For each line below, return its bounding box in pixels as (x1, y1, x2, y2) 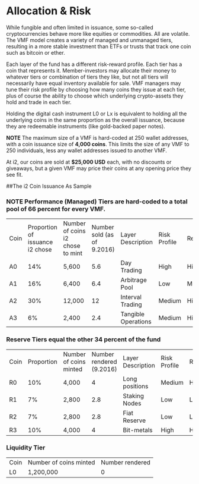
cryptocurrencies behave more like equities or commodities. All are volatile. (6, 30, 190, 37)
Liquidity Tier (6, 444, 46, 452)
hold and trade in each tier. (6, 98, 72, 105)
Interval (120, 293, 142, 301)
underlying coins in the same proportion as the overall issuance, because (6, 116, 185, 123)
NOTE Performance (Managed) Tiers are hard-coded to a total (6, 197, 188, 206)
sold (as (91, 231, 114, 239)
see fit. (6, 171, 23, 178)
